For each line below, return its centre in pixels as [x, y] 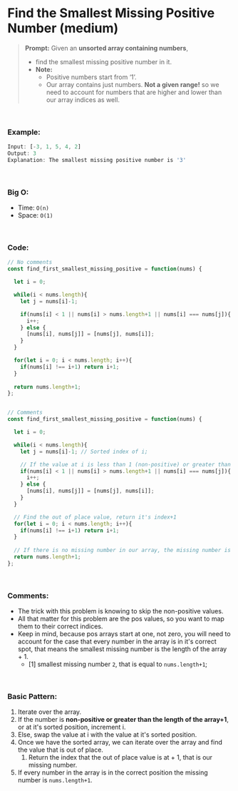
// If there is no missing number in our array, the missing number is [123, 551]
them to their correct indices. [60, 626]
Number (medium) [63, 28]
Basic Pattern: [32, 697]
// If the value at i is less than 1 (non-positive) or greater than [126, 464]
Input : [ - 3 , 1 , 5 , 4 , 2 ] [44, 147]
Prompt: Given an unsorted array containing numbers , [107, 48]
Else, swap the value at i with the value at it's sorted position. [107, 735]
